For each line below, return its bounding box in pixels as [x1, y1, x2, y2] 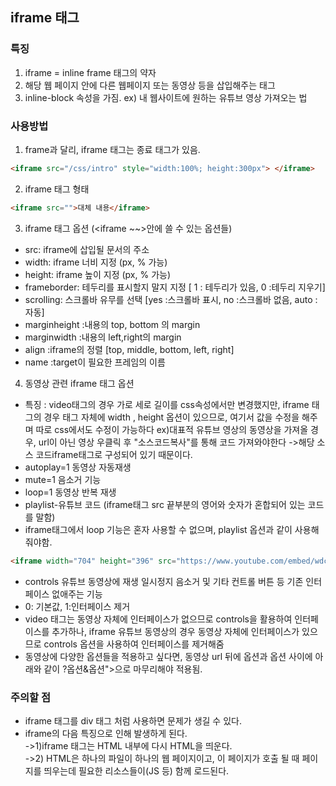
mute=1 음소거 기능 [24, 473, 102, 485]
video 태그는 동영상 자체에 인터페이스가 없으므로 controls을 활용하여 [24, 613, 293, 625]
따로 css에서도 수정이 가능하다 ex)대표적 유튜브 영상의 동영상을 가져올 [35, 423, 309, 435]
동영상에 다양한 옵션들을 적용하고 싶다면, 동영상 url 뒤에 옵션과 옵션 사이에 [24, 650, 313, 662]
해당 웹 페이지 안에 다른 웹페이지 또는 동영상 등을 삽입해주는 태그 [24, 79, 276, 91]
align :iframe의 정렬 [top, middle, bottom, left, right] [24, 343, 235, 355]
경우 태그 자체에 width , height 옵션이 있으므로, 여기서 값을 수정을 [43, 411, 300, 423]
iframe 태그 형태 [24, 183, 90, 195]
